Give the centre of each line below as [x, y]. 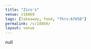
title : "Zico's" [22, 10]
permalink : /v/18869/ [28, 24]
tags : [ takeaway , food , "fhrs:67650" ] [46, 19]
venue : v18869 [20, 14]
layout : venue [20, 28]
